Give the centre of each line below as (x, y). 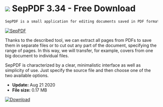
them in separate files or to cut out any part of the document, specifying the (81, 45)
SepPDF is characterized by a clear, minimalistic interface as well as (73, 65)
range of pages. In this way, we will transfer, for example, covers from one (79, 50)
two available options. (27, 75)
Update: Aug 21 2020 (34, 85)
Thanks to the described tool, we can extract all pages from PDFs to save (78, 40)
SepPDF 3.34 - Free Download (74, 9)
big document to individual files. (37, 55)
